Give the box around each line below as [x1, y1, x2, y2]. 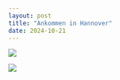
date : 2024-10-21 [8, 26, 66, 34]
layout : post [8, 11, 52, 20]
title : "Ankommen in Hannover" [8, 19, 113, 27]
